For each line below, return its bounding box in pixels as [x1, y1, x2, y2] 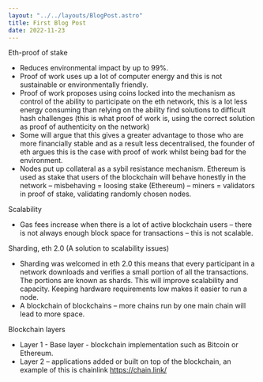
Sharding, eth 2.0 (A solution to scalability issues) [8, 244, 170, 253]
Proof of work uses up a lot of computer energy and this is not [19, 72, 223, 81]
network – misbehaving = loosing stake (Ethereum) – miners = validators [19, 181, 255, 191]
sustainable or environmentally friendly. [19, 80, 148, 89]
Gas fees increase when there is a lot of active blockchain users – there [19, 220, 253, 229]
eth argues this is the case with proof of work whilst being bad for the [19, 147, 246, 157]
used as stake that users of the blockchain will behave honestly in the [19, 172, 246, 182]
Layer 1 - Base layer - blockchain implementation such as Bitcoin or [19, 340, 239, 350]
